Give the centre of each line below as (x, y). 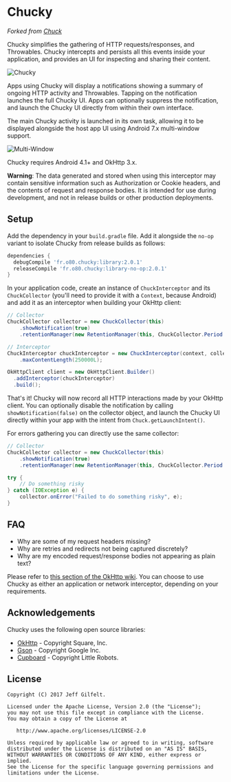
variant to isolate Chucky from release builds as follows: (86, 243)
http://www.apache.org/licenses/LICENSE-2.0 (81, 731)
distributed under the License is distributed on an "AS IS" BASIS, (107, 749)
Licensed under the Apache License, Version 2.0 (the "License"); (104, 707)
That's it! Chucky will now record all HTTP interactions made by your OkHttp (115, 398)
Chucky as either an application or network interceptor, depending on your (113, 584)
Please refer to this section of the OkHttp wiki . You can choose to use (106, 576)
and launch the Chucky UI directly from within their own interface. (100, 107)
